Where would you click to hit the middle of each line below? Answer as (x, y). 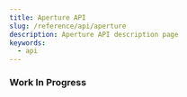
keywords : (28, 43)
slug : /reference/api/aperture (68, 26)
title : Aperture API (48, 18)
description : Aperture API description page (94, 34)
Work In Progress (48, 83)
